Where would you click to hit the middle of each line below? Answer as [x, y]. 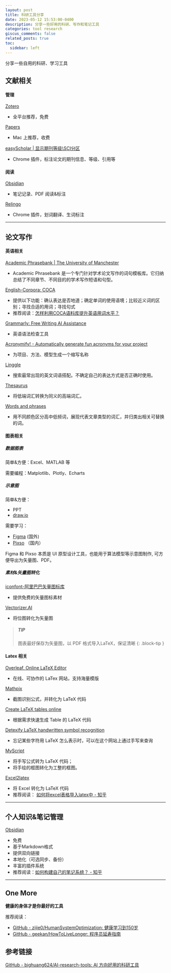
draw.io [20, 515]
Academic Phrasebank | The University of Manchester [62, 263]
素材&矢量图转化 [22, 573]
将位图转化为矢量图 [33, 618]
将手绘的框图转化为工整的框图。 [46, 767]
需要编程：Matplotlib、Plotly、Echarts [45, 473]
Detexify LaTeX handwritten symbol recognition [55, 730]
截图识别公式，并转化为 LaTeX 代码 [49, 699]
